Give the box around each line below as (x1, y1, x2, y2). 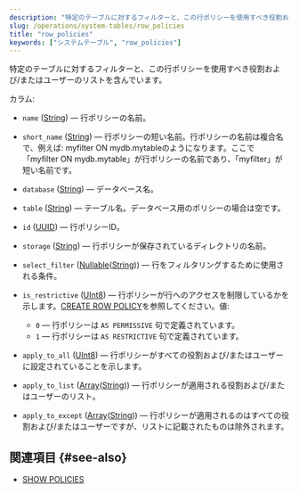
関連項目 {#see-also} (9, 449, 127, 464)
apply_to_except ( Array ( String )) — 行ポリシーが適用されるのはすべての (21, 410, 282, 421)
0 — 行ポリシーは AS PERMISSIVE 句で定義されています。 (35, 320, 240, 331)
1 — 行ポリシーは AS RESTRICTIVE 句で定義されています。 (35, 331, 244, 341)
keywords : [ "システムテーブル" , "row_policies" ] (9, 37, 182, 47)
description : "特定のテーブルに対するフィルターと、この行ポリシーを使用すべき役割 (9, 12, 283, 22)
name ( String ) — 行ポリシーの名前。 (21, 112, 151, 123)
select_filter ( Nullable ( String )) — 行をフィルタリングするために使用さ (21, 259, 285, 270)
